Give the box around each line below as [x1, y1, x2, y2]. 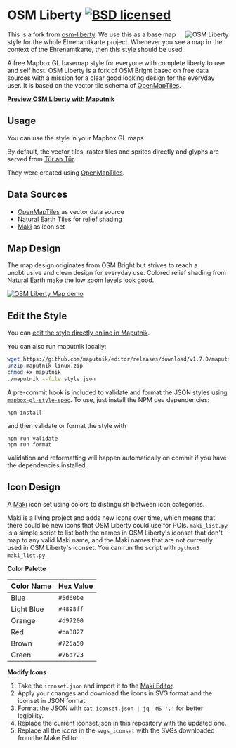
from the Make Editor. [17, 733, 81, 742]
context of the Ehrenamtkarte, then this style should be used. [7, 45, 185, 53]
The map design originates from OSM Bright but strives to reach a [7, 261, 198, 269]
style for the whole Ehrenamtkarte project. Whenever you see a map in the [7, 37, 223, 46]
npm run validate [7, 435, 58, 442]
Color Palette [7, 564, 46, 573]
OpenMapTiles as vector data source [17, 207, 124, 215]
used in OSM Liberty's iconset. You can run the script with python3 [7, 543, 200, 552]
